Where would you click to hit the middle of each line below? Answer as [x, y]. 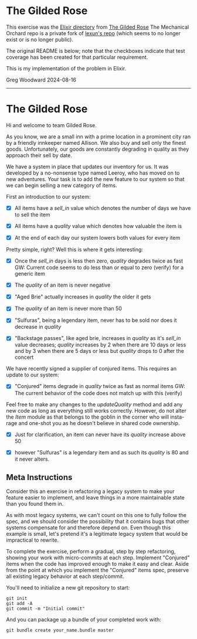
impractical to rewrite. [33, 540]
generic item [30, 274]
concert [24, 357]
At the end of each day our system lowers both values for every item [97, 238]
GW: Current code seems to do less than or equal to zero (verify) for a [99, 267]
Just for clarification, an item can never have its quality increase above [100, 434]
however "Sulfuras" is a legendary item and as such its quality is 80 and [101, 452]
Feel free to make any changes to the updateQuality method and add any [94, 404]
